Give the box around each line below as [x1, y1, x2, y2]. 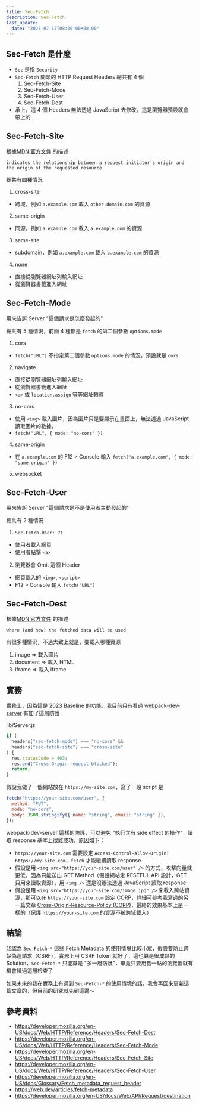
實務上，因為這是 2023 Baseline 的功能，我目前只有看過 [6, 702, 144, 710]
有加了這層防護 [23, 710, 61, 717]
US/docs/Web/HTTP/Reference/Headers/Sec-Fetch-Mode [14, 1042, 159, 1049]
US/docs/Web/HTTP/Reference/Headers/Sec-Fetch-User [14, 1067, 156, 1074]
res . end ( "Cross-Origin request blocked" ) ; [11, 761, 118, 767]
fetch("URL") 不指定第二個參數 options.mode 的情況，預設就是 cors [14, 351, 179, 358]
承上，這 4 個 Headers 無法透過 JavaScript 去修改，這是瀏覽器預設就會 [14, 106, 189, 113]
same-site [14, 236, 40, 243]
